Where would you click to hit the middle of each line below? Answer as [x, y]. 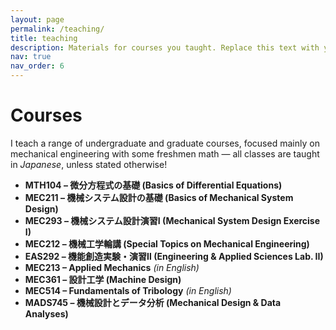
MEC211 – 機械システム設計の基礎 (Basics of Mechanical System [159, 197]
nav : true [31, 57]
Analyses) [46, 313]
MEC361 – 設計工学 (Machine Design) [103, 279]
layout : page [37, 19]
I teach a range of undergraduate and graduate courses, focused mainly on [165, 143]
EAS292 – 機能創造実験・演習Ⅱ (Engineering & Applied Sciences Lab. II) [174, 256]
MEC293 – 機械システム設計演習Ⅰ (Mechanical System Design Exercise [172, 220]
